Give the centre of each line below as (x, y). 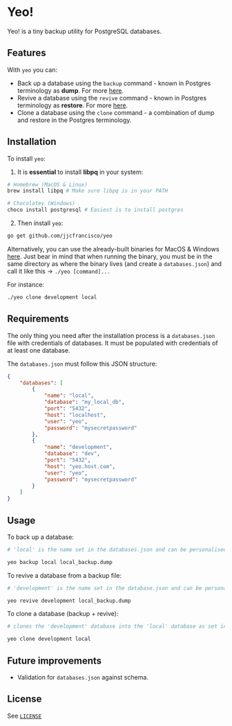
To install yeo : (27, 158)
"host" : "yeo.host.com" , (80, 466)
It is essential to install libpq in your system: (80, 172)
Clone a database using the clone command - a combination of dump (116, 112)
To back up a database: (41, 537)
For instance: (26, 284)
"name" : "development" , (78, 448)
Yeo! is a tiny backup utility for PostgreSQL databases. (85, 31)
